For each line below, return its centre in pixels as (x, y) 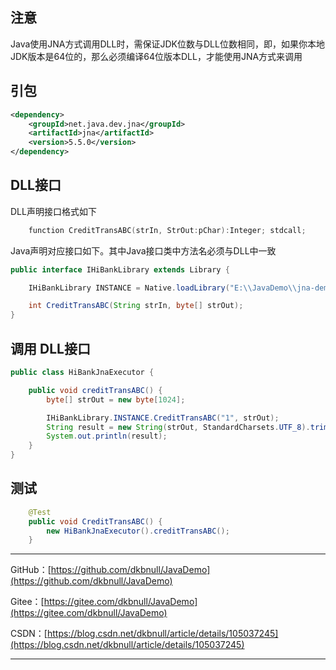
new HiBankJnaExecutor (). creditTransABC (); (138, 531)
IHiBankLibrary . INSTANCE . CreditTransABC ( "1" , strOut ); (163, 418)
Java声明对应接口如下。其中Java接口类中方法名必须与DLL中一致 (143, 250)
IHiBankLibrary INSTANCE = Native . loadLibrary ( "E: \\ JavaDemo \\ (163, 288)
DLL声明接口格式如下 (53, 211)
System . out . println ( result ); (107, 436)
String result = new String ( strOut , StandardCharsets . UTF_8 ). (178, 427)
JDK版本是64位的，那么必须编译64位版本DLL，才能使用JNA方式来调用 (156, 56)
